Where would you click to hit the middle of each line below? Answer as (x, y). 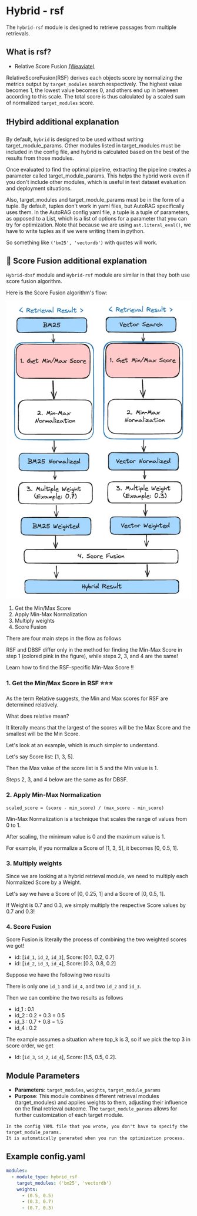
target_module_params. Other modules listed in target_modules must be (94, 145)
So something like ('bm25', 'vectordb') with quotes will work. (82, 242)
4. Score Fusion (29, 927)
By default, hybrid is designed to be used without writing (75, 139)
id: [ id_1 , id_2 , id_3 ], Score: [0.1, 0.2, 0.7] (64, 957)
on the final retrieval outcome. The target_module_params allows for (96, 1109)
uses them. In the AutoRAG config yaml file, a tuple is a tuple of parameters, (98, 212)
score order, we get (30, 1046)
